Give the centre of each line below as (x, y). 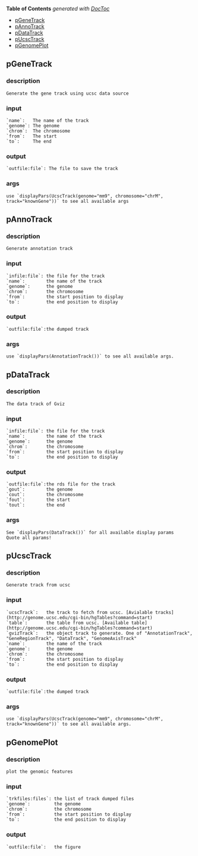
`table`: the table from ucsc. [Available (67, 623)
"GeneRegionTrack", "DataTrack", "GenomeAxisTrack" (71, 638)
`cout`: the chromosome (45, 495)
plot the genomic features (40, 772)
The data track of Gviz (36, 404)
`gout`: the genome (40, 490)
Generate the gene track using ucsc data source (67, 93)
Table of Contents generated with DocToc (58, 9)
